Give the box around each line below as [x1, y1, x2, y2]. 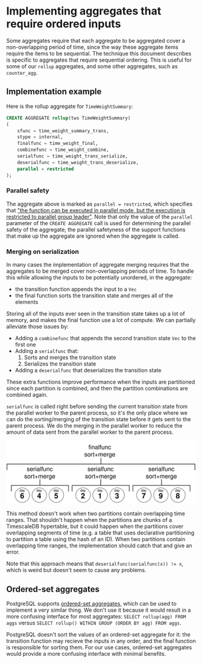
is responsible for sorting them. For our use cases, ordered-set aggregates [6, 644, 192, 651]
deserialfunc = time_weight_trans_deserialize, [17, 159, 139, 165]
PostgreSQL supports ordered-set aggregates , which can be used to [6, 600, 177, 607]
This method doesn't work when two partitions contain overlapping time [6, 510, 185, 517]
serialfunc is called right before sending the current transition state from [6, 403, 188, 410]
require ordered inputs [6, 17, 121, 31]
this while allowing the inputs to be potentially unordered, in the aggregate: [6, 274, 192, 281]
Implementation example [6, 86, 102, 97]
